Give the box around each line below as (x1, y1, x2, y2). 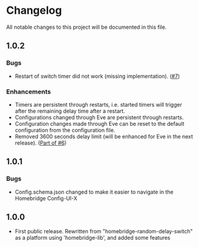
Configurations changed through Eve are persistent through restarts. (14, 113, 184, 121)
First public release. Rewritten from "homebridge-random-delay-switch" (14, 228, 193, 235)
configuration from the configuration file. (14, 126, 115, 134)
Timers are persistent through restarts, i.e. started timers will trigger (14, 101, 182, 108)
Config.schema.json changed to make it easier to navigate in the (14, 188, 174, 195)
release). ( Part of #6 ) (14, 139, 67, 146)
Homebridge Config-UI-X (14, 194, 78, 201)
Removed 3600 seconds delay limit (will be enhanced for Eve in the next (14, 132, 193, 140)
